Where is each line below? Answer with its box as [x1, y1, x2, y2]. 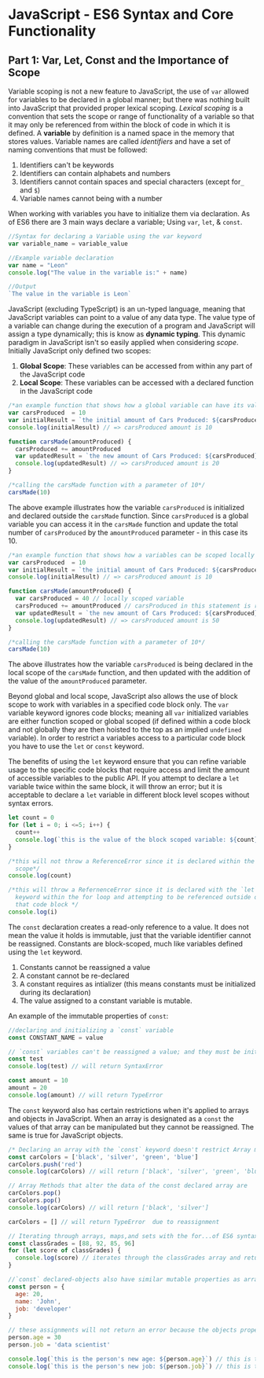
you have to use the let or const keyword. [8, 741, 145, 751]
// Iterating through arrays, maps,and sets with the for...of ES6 [8, 1232, 234, 1240]
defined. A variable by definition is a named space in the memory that [8, 128, 235, 138]
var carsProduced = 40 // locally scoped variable [15, 595, 185, 603]
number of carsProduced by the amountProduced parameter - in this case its [8, 527, 248, 537]
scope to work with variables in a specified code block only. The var [8, 700, 229, 709]
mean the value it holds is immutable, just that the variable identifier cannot [8, 930, 251, 940]
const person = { [8, 1283, 65, 1291]
